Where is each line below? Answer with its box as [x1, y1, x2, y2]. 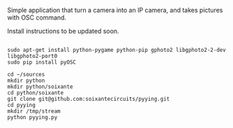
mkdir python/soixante [7, 83, 73, 90]
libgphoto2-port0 [7, 52, 58, 59]
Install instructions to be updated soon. [7, 27, 120, 35]
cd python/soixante [7, 90, 64, 97]
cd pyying [7, 101, 36, 108]
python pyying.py [7, 114, 58, 121]
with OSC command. [7, 13, 67, 22]
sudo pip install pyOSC [7, 59, 77, 66]
